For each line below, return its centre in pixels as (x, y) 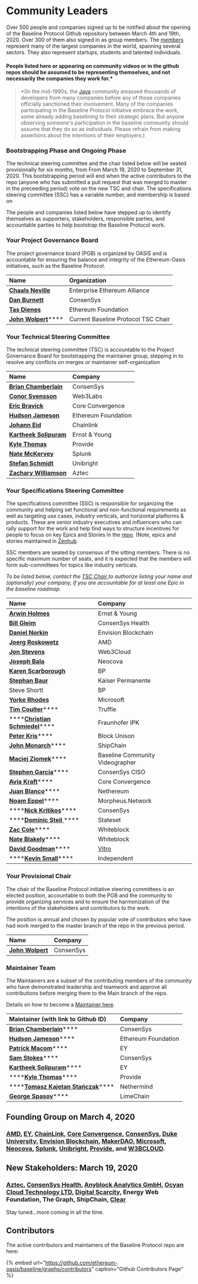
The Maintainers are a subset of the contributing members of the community (99, 980)
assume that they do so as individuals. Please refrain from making (100, 129)
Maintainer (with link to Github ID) (58, 1019)
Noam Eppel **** (34, 801)
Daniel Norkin (29, 633)
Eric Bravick (26, 406)
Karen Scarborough (37, 671)
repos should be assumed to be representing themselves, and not (88, 72)
